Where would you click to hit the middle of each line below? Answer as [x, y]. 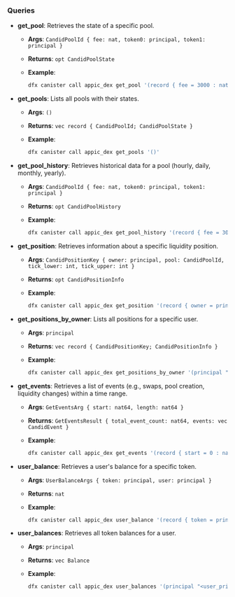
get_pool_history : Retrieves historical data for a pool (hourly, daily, [114, 166]
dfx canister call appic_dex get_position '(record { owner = [120, 305]
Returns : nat [46, 493]
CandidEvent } [48, 427]
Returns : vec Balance [58, 560]
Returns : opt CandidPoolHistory [74, 206]
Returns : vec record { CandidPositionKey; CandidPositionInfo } [123, 346]
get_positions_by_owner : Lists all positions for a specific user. [108, 319]
